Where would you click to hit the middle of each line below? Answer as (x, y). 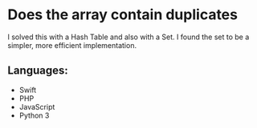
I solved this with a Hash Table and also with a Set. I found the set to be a (128, 37)
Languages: (38, 71)
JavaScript (37, 106)
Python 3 (34, 115)
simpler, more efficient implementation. (72, 45)
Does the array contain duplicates (123, 15)
